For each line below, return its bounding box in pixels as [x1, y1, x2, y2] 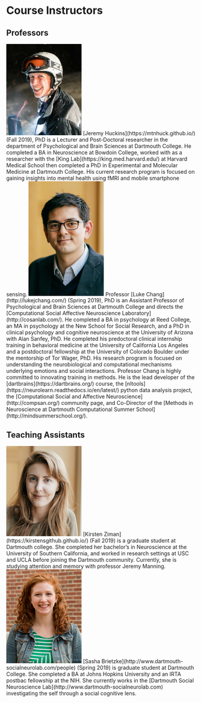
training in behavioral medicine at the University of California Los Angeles [6, 342, 188, 349]
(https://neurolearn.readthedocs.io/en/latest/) [6, 387, 119, 394]
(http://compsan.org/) [6, 399, 60, 407]
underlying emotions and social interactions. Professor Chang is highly [6, 367, 182, 375]
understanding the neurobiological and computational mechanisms [6, 361, 172, 368]
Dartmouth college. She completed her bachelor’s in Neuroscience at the [6, 543, 187, 550]
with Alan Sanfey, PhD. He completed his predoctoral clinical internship [6, 336, 182, 343]
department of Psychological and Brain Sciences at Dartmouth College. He [6, 142, 191, 150]
